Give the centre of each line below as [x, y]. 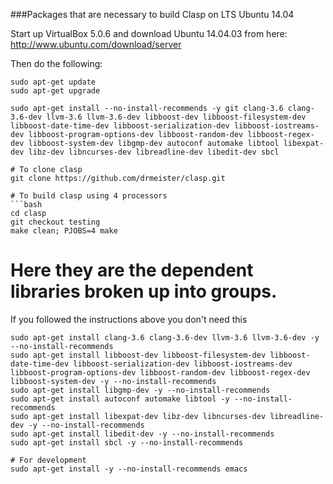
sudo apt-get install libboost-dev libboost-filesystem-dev [138, 355]
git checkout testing [55, 222]
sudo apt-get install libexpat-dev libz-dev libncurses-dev [138, 416]
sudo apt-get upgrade [55, 91]
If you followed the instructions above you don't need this [129, 319]
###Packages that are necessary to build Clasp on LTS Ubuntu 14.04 [152, 14]
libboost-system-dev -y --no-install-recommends [113, 381]
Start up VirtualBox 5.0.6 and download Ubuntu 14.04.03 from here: [149, 33]
